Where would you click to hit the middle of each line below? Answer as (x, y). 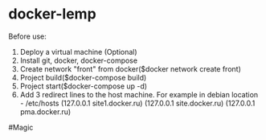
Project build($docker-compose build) (83, 77)
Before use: (27, 36)
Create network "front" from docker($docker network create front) (130, 68)
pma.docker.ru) (45, 111)
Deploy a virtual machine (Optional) (79, 51)
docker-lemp (52, 14)
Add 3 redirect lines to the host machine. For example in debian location (139, 94)
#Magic (21, 127)
